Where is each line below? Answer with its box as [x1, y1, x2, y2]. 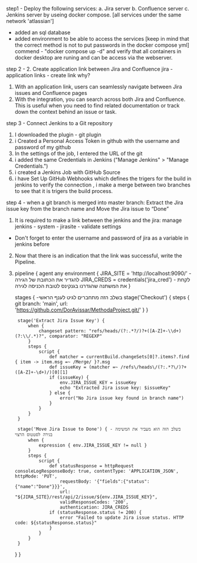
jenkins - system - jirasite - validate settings [14, 223, 122, 230]
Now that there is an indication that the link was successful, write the [14, 252, 183, 259]
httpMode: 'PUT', [14, 473, 58, 479]
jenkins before [14, 241, 50, 247]
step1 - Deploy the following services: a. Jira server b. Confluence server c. [6, 5, 189, 12]
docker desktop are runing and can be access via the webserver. [14, 54, 173, 61]
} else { [49, 390, 71, 396]
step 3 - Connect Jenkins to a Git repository [6, 120, 113, 126]
